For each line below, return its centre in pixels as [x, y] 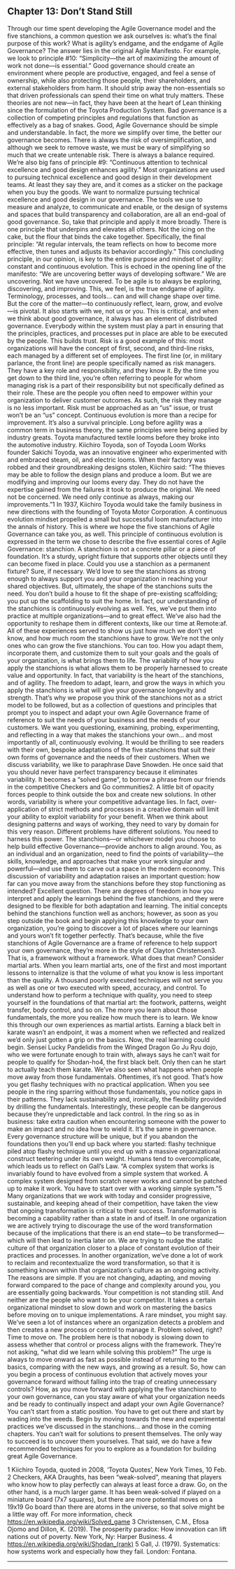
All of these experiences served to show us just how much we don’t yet [110, 631]
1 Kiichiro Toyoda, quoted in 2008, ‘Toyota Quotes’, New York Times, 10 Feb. [117, 1470]
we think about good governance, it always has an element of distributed [112, 318]
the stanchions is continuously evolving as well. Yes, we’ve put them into [112, 608]
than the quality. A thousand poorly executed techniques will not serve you [115, 980]
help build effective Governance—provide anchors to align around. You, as [115, 846]
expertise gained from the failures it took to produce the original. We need [114, 489]
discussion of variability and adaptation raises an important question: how [114, 876]
